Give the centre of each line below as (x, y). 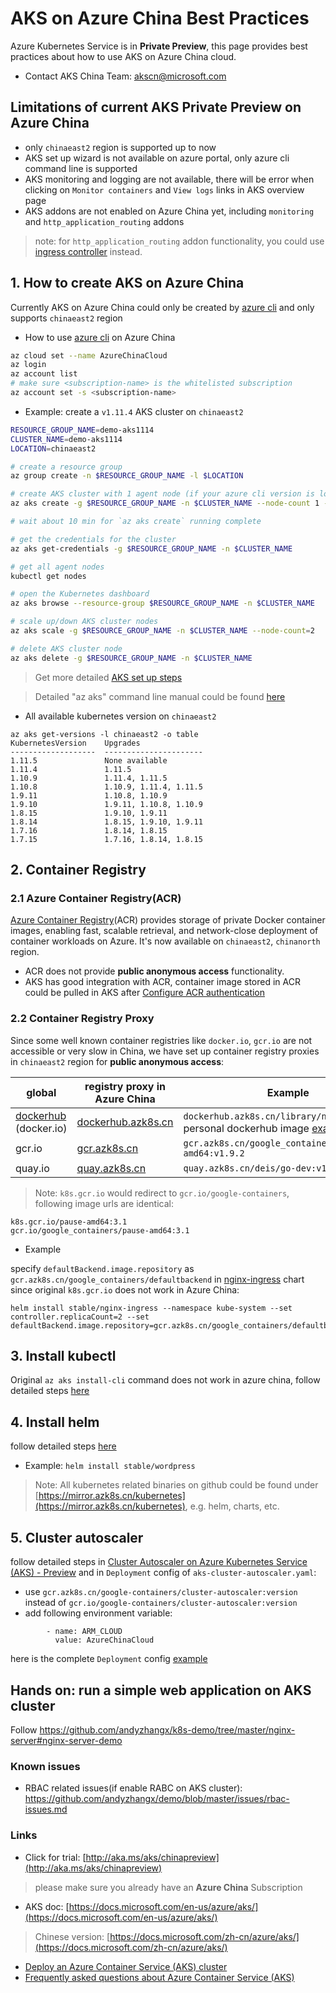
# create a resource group (66, 467)
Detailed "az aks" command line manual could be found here (160, 696)
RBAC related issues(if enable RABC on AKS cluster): (133, 1788)
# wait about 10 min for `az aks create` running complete (136, 522)
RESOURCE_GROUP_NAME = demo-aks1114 (82, 430)
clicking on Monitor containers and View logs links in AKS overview (164, 189)
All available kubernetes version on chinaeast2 (120, 716)
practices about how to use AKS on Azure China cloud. (123, 56)
